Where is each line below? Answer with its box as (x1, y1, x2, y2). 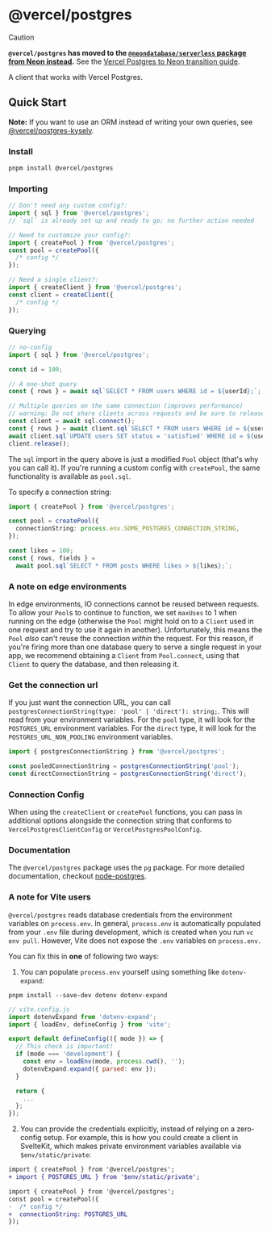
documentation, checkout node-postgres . (8, 871, 147, 881)
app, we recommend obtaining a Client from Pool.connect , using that (8, 650, 240, 660)
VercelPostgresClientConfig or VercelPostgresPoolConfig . (8, 824, 202, 834)
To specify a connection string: (8, 487, 111, 497)
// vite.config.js (8, 1005, 70, 1013)
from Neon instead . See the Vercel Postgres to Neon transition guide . (8, 57, 240, 66)
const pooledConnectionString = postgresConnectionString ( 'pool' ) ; (8, 762, 240, 770)
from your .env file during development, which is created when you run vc (8, 927, 254, 937)
